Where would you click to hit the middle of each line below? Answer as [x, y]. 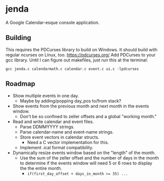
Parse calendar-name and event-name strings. [67, 132]
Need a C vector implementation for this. [68, 142]
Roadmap [20, 84]
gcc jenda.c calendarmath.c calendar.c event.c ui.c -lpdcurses [72, 69]
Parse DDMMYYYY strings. [47, 127]
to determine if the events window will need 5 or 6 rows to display [86, 163]
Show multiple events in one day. [46, 96]
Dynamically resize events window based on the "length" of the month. [84, 153]
